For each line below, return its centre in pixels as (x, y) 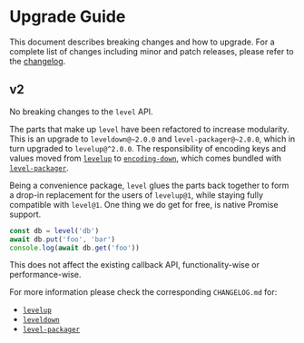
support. (25, 214)
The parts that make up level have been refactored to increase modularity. (149, 129)
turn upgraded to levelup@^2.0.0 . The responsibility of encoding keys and (148, 148)
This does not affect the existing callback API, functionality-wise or (135, 265)
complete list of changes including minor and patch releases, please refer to (152, 51)
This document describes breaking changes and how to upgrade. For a (142, 42)
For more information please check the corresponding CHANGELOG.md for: (143, 292)
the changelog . (38, 61)
